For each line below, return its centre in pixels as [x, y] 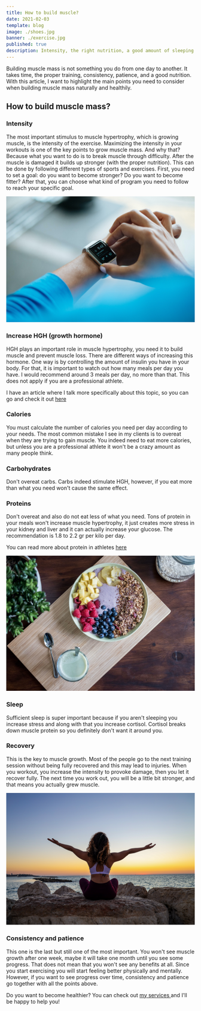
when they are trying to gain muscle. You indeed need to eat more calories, [99, 440]
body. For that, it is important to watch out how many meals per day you [95, 368]
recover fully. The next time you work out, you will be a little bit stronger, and [100, 778]
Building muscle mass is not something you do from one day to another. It [97, 68]
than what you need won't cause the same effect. [67, 488]
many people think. [30, 453]
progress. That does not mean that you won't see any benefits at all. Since [98, 964]
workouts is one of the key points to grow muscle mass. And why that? [93, 150]
